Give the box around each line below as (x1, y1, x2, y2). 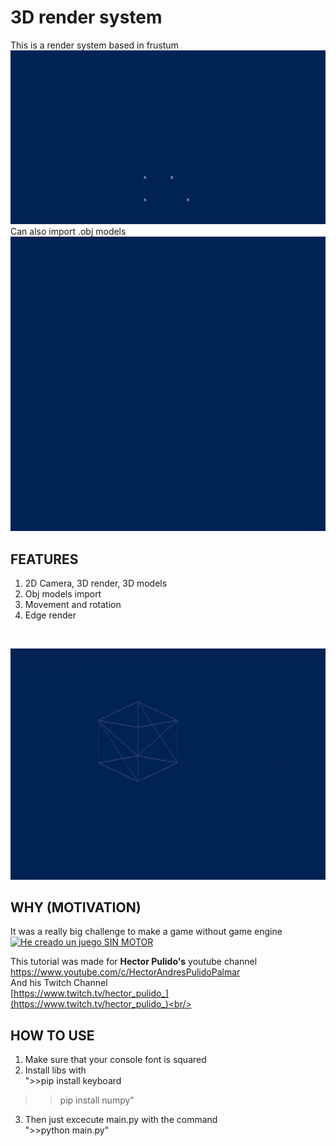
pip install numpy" (59, 1094, 135, 1106)
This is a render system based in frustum (10, 39, 179, 51)
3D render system (10, 6, 163, 29)
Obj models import (24, 588, 102, 600)
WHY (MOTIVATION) (10, 899, 142, 916)
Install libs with (24, 1064, 87, 1076)
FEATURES (10, 551, 79, 568)
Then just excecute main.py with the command (24, 1114, 218, 1126)
